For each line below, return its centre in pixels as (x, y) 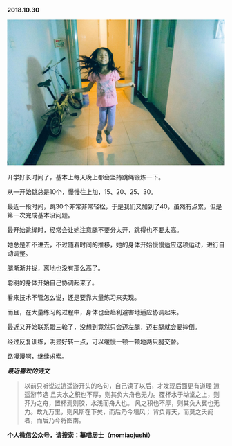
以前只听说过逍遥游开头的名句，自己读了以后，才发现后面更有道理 (118, 385)
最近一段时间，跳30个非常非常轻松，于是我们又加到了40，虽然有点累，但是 (115, 206)
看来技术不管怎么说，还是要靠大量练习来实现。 (74, 297)
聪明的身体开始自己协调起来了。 (52, 283)
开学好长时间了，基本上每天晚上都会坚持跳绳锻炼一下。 (86, 177)
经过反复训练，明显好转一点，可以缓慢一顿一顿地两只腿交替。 (95, 341)
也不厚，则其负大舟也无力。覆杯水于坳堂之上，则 (150, 394)
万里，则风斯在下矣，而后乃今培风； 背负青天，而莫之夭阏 (131, 411)
